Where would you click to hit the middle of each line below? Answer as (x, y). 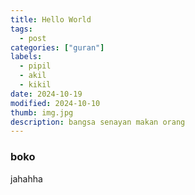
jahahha (26, 178)
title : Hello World (51, 19)
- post (33, 38)
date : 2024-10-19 (46, 94)
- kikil (35, 85)
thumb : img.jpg (42, 112)
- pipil (35, 66)
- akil (33, 76)
